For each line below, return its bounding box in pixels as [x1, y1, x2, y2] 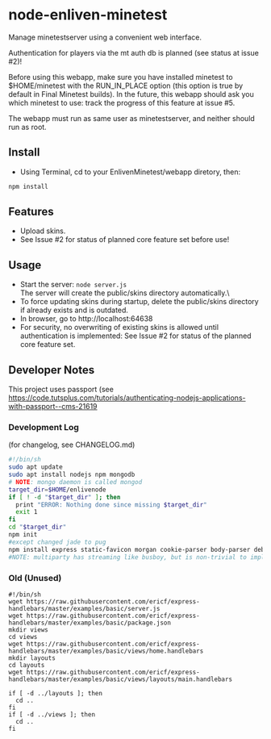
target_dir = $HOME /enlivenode [8, 486, 106, 494]
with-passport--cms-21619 [8, 402, 98, 411]
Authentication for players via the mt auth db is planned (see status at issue [8, 48, 260, 57]
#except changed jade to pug [8, 538, 106, 546]
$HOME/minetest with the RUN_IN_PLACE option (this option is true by [8, 81, 244, 90]
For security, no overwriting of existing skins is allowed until [19, 323, 219, 332]
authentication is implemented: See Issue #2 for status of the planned [19, 331, 252, 340]
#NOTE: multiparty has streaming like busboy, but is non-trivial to [8, 553, 248, 562]
